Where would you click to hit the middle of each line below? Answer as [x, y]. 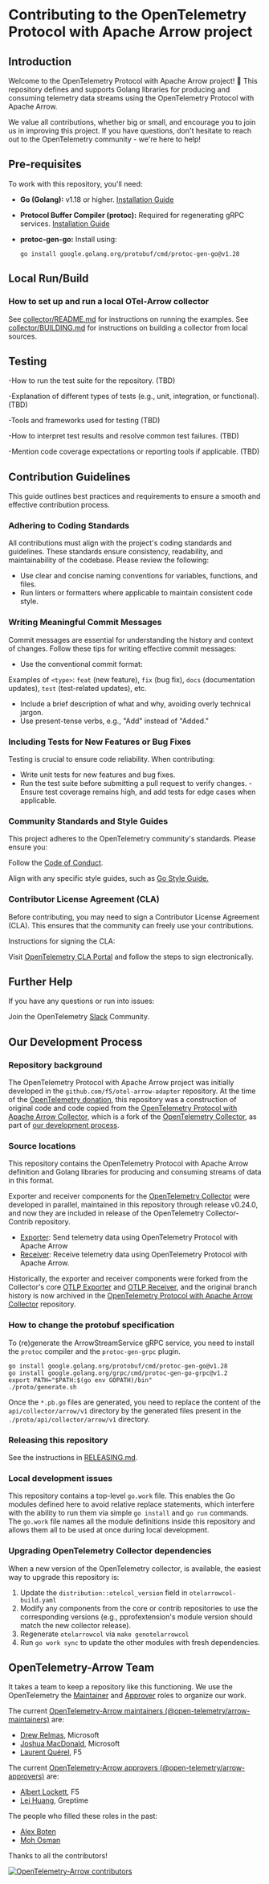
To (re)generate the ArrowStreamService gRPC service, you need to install [131, 1343]
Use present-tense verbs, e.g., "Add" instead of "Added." [114, 721]
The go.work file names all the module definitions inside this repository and [132, 1521]
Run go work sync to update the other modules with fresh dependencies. [140, 1642]
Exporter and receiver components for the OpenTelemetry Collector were [129, 1196]
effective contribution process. [59, 505]
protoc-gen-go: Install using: [69, 239]
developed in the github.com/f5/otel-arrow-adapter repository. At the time [132, 1091]
